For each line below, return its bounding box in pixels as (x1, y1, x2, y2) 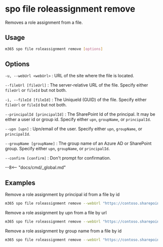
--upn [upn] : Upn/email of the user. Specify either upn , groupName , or (5, 126, 143, 132)
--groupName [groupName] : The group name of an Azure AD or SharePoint (5, 141, 152, 146)
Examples (5, 178, 35, 187)
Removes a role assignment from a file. (5, 19, 83, 25)
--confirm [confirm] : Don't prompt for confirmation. (5, 155, 111, 161)
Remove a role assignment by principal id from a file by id (5, 192, 120, 197)
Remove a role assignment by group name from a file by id (5, 228, 122, 234)
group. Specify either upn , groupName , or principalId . (5, 146, 110, 152)
